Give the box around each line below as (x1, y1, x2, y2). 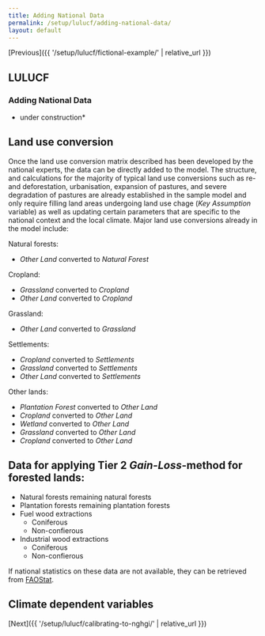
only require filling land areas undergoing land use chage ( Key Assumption (8, 199, 252, 208)
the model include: (8, 223, 69, 233)
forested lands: (8, 471, 85, 485)
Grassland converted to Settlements (19, 363, 138, 373)
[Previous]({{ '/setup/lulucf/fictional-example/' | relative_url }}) (8, 48, 211, 58)
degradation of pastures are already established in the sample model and (8, 190, 247, 199)
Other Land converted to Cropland (19, 293, 133, 303)
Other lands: (8, 387, 49, 396)
